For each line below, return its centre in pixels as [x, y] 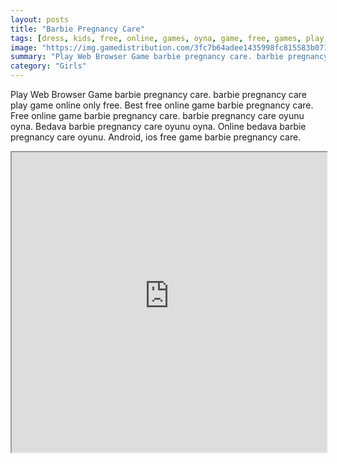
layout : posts [40, 19]
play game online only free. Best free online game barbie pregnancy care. [162, 105]
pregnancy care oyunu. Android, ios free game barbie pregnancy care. [156, 137]
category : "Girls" [48, 66]
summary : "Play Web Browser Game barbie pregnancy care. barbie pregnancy [169, 57]
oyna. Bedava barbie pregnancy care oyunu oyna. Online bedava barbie [158, 126]
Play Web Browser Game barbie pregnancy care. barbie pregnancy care [158, 94]
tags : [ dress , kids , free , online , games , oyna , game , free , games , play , [169, 38]
